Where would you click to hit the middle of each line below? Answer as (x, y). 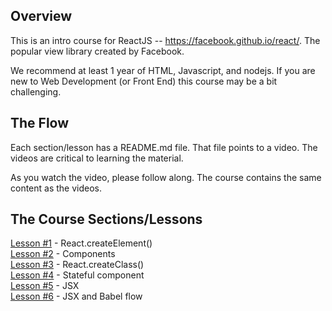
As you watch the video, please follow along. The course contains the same (166, 177)
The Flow (40, 123)
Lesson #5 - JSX (45, 286)
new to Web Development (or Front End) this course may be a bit (144, 81)
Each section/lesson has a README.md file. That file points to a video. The (164, 147)
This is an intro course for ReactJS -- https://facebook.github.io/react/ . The (165, 40)
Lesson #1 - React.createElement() (81, 243)
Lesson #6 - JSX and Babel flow (76, 296)
